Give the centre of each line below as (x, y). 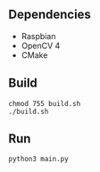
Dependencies (50, 15)
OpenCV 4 (41, 45)
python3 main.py (38, 160)
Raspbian (38, 36)
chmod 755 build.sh (45, 103)
